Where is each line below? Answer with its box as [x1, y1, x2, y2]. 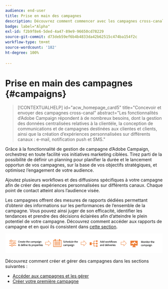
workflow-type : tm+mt [5, 40, 50, 45]
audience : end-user [5, 8, 46, 13]
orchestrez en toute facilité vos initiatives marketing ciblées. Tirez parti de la [5, 151, 162, 157]
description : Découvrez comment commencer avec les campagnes [5, 18, 137, 23]
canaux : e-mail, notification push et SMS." [17, 136, 106, 142]
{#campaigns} [5, 88, 66, 99]
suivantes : [5, 263, 27, 269]
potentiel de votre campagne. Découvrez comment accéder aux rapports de [5, 219, 162, 225]
